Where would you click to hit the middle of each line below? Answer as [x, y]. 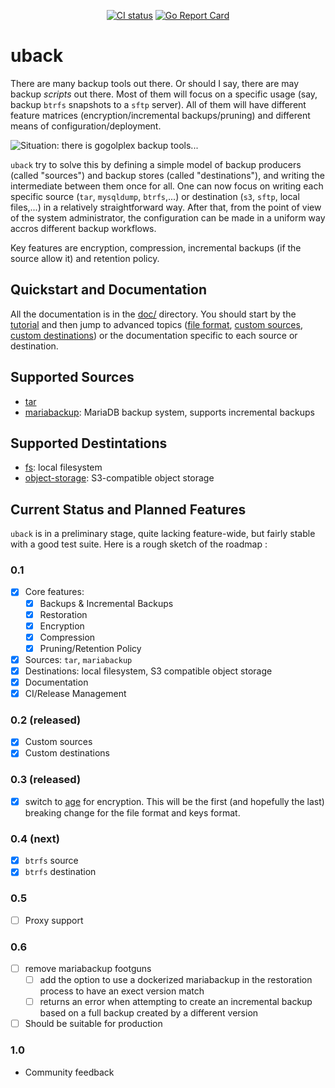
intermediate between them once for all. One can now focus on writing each [167, 186]
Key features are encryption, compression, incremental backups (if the [156, 247]
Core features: [54, 592]
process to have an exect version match [122, 991]
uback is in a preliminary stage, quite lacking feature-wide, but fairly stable [163, 534]
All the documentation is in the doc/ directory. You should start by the [153, 314]
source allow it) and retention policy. [85, 258]
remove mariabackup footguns [88, 968]
